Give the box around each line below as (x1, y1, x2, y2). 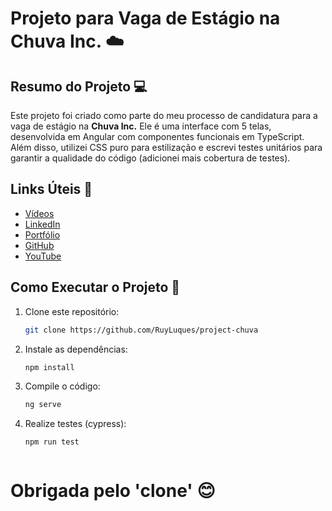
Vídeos (24, 207, 55, 219)
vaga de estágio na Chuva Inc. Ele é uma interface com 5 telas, (10, 120, 272, 132)
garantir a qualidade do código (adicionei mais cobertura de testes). (10, 152, 291, 164)
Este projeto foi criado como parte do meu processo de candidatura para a (10, 110, 318, 121)
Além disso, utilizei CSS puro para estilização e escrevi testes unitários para (10, 142, 323, 153)
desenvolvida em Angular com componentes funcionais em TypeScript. (10, 131, 305, 142)
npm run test (24, 437, 80, 447)
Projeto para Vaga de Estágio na (10, 7, 281, 30)
